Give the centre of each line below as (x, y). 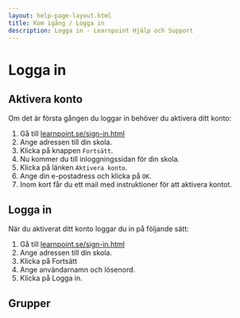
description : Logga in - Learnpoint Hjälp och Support (101, 30)
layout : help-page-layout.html (60, 16)
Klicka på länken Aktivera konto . (74, 167)
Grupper (29, 303)
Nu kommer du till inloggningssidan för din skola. (100, 159)
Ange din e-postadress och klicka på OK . (85, 176)
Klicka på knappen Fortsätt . (66, 151)
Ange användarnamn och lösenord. (77, 270)
